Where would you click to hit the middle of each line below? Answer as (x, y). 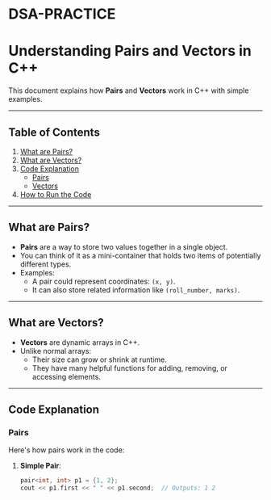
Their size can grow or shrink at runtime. (100, 359)
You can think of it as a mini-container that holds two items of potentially (140, 255)
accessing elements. (66, 376)
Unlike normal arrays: (55, 351)
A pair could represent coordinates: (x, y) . (104, 281)
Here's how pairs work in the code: (67, 450)
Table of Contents (54, 132)
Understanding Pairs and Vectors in (130, 51)
